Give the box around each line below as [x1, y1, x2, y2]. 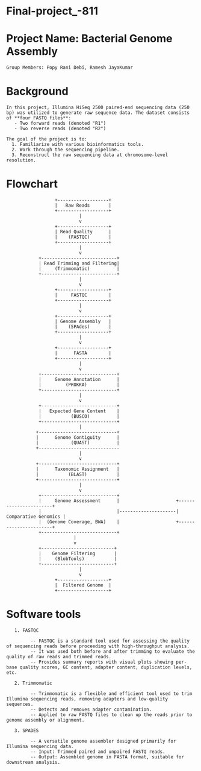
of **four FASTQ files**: [6, 115, 71, 121]
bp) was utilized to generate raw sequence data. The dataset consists [6, 110, 190, 116]
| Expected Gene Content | [38, 408, 120, 414]
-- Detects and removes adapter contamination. [30, 706, 152, 713]
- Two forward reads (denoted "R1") [14, 121, 107, 127]
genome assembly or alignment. [6, 717, 85, 723]
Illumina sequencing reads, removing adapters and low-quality [6, 696, 169, 702]
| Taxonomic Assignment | [36, 466, 120, 472]
